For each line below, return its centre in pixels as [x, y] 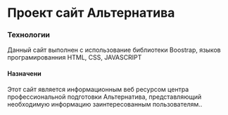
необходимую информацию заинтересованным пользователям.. [105, 104]
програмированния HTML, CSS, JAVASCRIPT [75, 57]
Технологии [29, 35]
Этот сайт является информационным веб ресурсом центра [98, 89]
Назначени [24, 74]
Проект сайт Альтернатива [91, 13]
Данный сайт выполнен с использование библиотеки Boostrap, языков [114, 50]
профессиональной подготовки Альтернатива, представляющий [104, 97]
